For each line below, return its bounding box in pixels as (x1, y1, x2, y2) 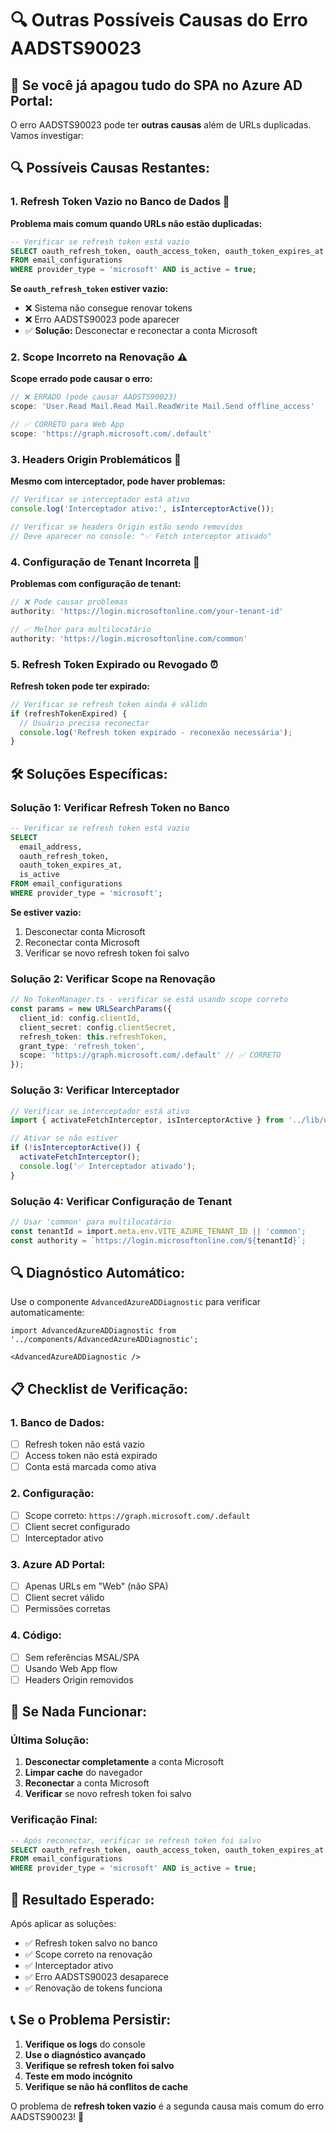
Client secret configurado (24, 1520, 131, 1532)
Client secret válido (24, 1592, 105, 1604)
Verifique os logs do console (24, 2038, 146, 2050)
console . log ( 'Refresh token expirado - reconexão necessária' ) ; (19, 727, 293, 737)
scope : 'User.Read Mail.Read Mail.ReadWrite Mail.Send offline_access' (10, 402, 315, 412)
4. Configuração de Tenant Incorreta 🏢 (10, 555, 200, 569)
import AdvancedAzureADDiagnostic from (10, 1326, 177, 1336)
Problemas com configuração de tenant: (10, 578, 182, 590)
